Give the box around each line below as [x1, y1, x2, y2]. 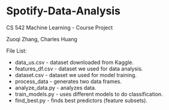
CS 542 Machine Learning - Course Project [6, 24, 113, 31]
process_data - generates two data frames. [14, 78, 122, 85]
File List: [6, 47, 27, 54]
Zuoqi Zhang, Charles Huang [6, 35, 78, 42]
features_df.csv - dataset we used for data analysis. [14, 65, 143, 72]
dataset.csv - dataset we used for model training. [14, 71, 137, 78]
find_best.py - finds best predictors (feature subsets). [14, 97, 148, 104]
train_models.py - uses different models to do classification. [14, 90, 163, 97]
